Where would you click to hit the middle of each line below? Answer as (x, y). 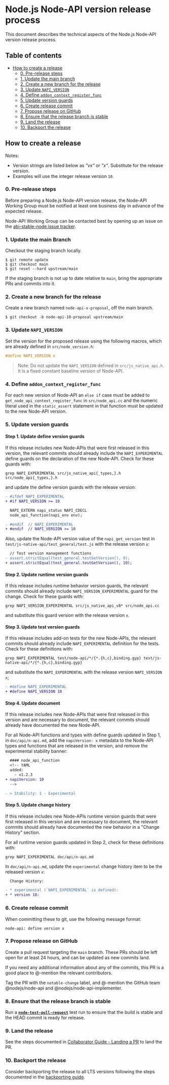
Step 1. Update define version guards (45, 437)
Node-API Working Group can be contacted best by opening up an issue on (84, 221)
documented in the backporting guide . (45, 1077)
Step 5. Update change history (38, 805)
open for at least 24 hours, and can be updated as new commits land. (78, 957)
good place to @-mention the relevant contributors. (59, 973)
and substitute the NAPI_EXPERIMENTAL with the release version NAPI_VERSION (84, 672)
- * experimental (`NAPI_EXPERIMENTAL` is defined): (62, 890)
